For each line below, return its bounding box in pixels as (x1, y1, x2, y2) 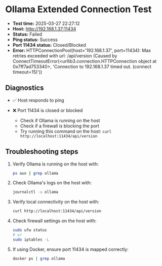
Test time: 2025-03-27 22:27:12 (12, 20, 80, 26)
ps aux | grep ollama (12, 171, 59, 176)
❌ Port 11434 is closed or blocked (12, 107, 83, 113)
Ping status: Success (12, 37, 58, 43)
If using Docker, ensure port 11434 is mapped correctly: (12, 246, 129, 252)
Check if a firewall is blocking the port (20, 123, 100, 129)
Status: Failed (12, 31, 42, 37)
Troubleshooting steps (5, 147, 78, 156)
